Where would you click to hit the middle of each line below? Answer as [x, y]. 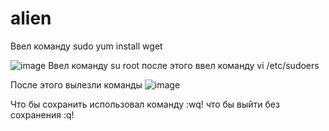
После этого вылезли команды [76, 84]
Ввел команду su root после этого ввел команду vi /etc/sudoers [184, 65]
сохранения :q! [42, 114]
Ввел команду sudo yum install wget [86, 46]
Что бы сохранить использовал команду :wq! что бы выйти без [145, 104]
